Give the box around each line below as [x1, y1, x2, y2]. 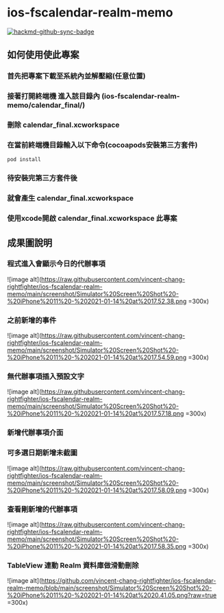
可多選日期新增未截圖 [7, 448, 77, 457]
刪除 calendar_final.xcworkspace [7, 120, 120, 130]
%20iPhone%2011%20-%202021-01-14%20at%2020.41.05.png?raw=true [7, 591, 217, 599]
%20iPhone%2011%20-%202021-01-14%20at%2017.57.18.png [7, 409, 184, 418]
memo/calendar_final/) [7, 101, 86, 110]
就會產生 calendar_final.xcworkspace [7, 193, 134, 203]
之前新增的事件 [7, 315, 57, 325]
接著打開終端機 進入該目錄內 [7, 91, 101, 101]
